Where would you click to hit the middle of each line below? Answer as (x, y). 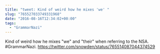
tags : (10, 23)
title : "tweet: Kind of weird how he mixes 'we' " (57, 9)
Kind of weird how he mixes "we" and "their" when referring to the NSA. (77, 41)
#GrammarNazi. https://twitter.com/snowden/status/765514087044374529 (80, 47)
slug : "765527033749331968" (33, 14)
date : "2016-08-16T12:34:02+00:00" (41, 18)
